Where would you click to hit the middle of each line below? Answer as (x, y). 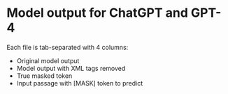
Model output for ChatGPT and (97, 13)
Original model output (48, 60)
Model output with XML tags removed (71, 68)
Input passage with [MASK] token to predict (80, 83)
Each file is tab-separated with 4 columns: (67, 47)
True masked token (44, 76)
